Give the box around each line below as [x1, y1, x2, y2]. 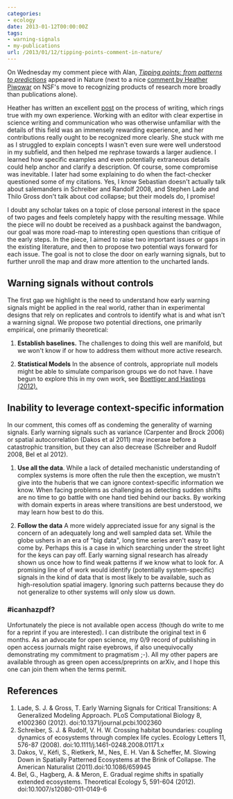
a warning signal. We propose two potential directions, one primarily [7, 318, 202, 327]
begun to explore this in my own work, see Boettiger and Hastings [17, 374, 206, 383]
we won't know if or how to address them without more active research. [17, 346, 223, 354]
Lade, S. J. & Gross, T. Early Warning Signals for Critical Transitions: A [17, 703, 217, 712]
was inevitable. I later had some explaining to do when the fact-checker [7, 170, 212, 178]
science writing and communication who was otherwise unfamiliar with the [7, 118, 221, 126]
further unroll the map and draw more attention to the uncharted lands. [7, 257, 209, 265]
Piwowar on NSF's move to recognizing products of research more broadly [7, 83, 221, 91]
